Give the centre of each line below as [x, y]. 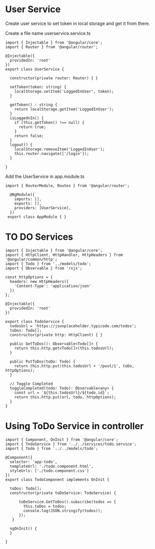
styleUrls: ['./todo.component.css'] [49, 471]
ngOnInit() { [23, 528]
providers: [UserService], [43, 208]
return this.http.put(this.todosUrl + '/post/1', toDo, [74, 366]
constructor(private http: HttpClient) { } [56, 335]
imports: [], [28, 199]
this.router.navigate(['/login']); [52, 153]
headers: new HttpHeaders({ [39, 281]
